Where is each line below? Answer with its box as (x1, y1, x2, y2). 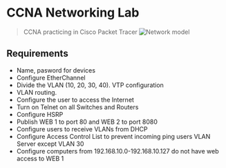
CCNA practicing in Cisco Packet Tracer (23, 28, 138, 36)
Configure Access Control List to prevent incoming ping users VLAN (16, 132, 211, 140)
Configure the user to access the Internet (16, 95, 134, 104)
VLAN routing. (16, 88, 57, 96)
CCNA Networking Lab (6, 5, 140, 21)
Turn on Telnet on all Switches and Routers (16, 102, 139, 111)
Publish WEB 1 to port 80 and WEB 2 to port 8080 (16, 118, 158, 126)
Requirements (6, 48, 68, 59)
